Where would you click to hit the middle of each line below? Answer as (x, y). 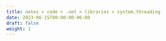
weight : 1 (19, 29)
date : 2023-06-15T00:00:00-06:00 (48, 17)
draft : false (23, 23)
